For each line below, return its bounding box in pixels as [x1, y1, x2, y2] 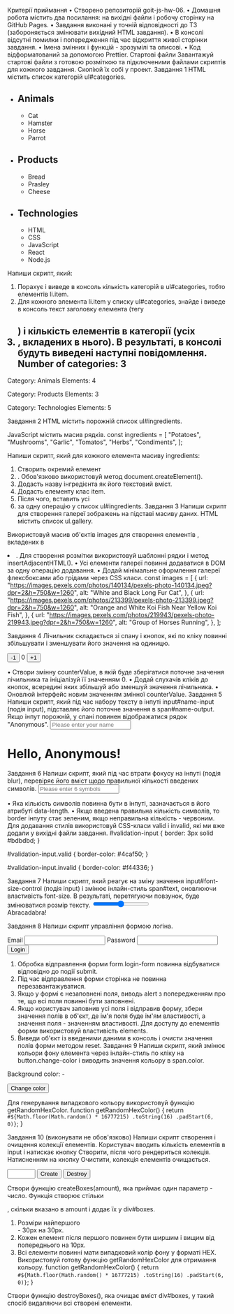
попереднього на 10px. [17, 1241, 86, 1249]
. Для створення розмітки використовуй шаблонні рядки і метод [16, 552, 210, 560]
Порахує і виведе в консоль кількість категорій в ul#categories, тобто [17, 283, 226, 291]
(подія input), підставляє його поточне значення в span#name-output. [7, 705, 215, 714]
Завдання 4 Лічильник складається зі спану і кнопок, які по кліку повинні [7, 632, 227, 640]
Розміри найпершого [17, 1218, 80, 1227]
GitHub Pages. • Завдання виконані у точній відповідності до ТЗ [7, 21, 198, 29]
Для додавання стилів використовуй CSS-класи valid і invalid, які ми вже [7, 822, 225, 830]
